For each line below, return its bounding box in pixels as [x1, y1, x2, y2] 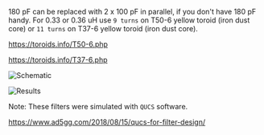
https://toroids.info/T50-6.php [8, 39, 109, 49]
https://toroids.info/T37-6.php [8, 55, 108, 64]
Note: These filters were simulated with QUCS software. [8, 102, 188, 111]
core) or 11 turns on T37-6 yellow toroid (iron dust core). [8, 24, 199, 33]
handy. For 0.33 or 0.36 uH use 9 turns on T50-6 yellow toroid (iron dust [8, 15, 250, 25]
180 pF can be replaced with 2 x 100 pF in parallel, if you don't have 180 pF [8, 7, 257, 16]
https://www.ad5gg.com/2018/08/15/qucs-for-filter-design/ [8, 117, 206, 127]
